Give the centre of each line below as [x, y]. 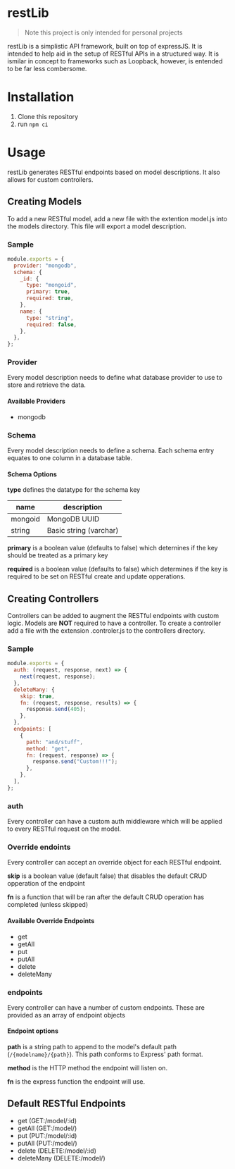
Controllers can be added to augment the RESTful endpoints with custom [113, 615]
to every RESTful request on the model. [64, 829]
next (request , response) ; [58, 677]
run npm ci [33, 124]
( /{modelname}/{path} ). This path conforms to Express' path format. [105, 1054]
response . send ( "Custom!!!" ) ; [75, 762]
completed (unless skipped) [48, 905]
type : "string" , [50, 318]
